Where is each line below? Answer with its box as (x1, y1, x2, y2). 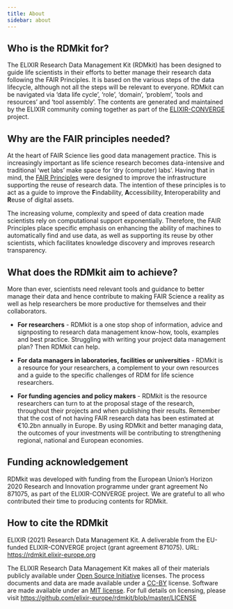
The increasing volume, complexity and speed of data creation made (7, 209, 204, 218)
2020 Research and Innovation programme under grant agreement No (7, 482, 209, 491)
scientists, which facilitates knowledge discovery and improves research (7, 239, 216, 247)
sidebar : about (7, 17, 51, 24)
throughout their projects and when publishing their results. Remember (17, 406, 220, 415)
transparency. (7, 246, 47, 255)
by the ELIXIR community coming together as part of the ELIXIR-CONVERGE (7, 105, 225, 113)
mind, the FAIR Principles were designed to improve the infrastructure (7, 173, 207, 182)
